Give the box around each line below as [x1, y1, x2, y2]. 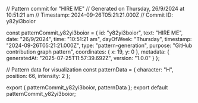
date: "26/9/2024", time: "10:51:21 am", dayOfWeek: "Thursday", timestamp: [6, 36, 192, 42]
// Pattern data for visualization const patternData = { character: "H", [6, 66, 174, 73]
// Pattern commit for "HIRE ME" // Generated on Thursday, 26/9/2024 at [6, 5, 185, 12]
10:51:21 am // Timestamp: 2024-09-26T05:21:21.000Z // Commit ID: [6, 11, 174, 18]
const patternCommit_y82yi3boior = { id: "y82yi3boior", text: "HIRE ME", [6, 29, 183, 36]
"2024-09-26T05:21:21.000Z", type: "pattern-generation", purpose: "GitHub [6, 42, 193, 49]
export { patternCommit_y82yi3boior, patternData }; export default [6, 84, 168, 91]
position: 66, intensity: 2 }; [6, 73, 70, 79]
